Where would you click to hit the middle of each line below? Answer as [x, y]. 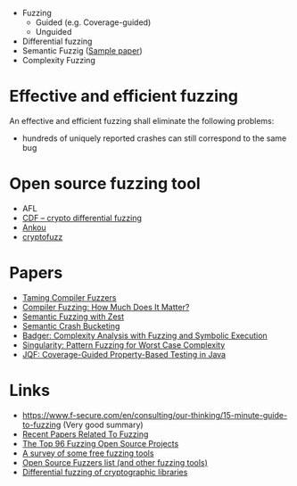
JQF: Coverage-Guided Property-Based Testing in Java [124, 354]
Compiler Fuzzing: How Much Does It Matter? [106, 307]
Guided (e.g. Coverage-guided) [93, 22]
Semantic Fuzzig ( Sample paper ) [82, 51]
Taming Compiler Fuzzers [69, 297]
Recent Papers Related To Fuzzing [85, 434]
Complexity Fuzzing [58, 60]
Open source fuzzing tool [105, 184]
